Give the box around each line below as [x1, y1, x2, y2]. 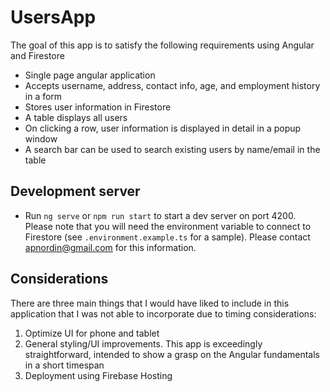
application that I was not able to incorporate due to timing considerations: [10, 307, 317, 320]
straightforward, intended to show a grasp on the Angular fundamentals [24, 348, 320, 360]
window [24, 132, 58, 145]
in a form [24, 90, 63, 102]
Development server [10, 183, 141, 200]
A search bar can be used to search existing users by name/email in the [24, 143, 321, 155]
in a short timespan [24, 359, 105, 371]
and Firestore [10, 49, 65, 61]
